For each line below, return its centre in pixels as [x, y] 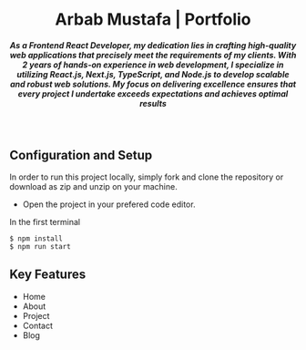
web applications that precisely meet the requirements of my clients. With [153, 55]
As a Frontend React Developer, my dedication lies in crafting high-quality [153, 45]
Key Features [48, 275]
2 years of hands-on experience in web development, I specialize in [153, 65]
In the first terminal [45, 221]
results [153, 103]
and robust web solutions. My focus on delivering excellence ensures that [153, 84]
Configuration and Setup [81, 155]
